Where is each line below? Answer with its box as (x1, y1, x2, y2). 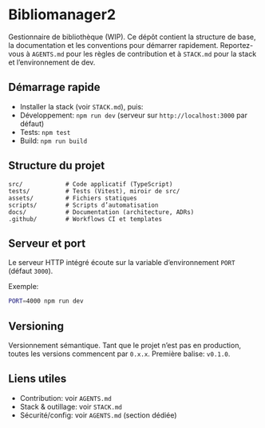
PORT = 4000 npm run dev (8, 297, 84, 305)
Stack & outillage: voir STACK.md (19, 402, 122, 411)
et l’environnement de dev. (8, 57, 96, 67)
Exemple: (8, 282, 39, 291)
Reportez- (220, 40, 254, 50)
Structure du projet (8, 159, 105, 172)
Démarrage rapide (8, 81, 101, 94)
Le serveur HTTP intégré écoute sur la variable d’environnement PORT (8, 258, 235, 267)
